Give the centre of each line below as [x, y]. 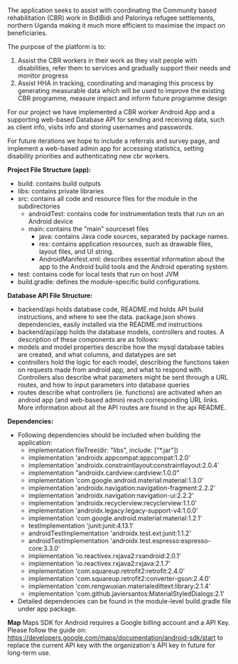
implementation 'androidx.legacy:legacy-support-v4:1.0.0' [113, 510]
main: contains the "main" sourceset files [88, 229]
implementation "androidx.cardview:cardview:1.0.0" [104, 473]
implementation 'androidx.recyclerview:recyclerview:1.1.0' [113, 503]
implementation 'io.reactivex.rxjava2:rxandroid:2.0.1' [104, 556]
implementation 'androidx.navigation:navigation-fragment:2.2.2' [122, 488]
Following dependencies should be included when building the [109, 435]
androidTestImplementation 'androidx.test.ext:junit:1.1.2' [110, 533]
